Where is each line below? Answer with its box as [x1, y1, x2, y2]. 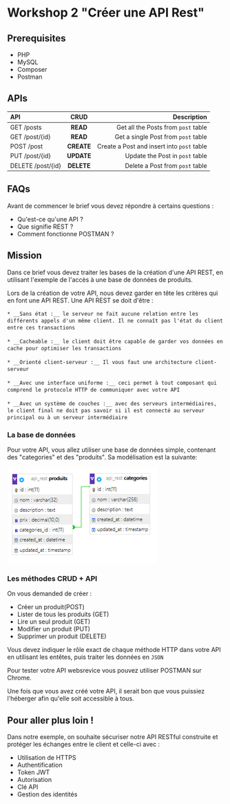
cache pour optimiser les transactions [7, 345, 122, 352]
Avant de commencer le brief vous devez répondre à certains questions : [7, 202, 214, 210]
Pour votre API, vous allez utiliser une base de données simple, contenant [7, 446, 216, 454]
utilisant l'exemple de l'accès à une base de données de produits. [7, 275, 193, 284]
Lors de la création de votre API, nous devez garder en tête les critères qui [7, 289, 218, 297]
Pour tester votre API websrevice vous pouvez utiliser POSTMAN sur [7, 667, 202, 675]
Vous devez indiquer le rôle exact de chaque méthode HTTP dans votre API [7, 646, 222, 654]
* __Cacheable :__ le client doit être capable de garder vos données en [7, 338, 224, 345]
